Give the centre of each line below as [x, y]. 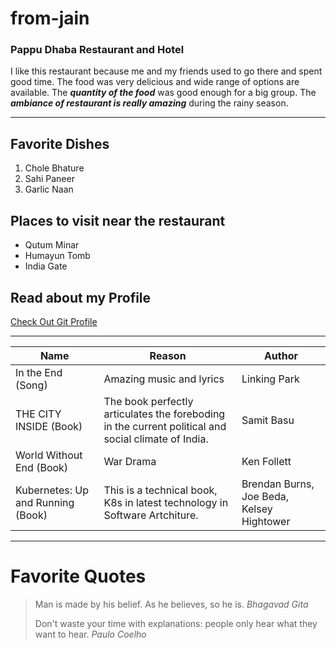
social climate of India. [156, 439]
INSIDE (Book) [49, 426]
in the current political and [165, 426]
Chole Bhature [54, 168]
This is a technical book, [160, 490]
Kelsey [257, 509]
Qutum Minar [52, 245]
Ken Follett [266, 461]
